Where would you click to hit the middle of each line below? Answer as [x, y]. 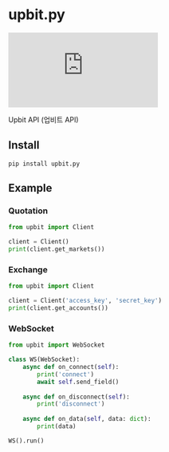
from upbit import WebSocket [57, 345]
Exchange [28, 269]
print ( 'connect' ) [65, 374]
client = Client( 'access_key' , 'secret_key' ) [85, 301]
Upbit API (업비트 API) [43, 119]
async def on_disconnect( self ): [76, 397]
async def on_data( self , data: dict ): [87, 419]
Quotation [28, 211]
